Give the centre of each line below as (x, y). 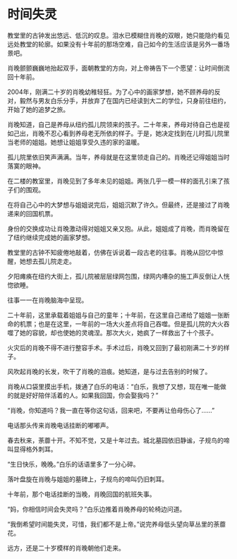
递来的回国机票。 (32, 213)
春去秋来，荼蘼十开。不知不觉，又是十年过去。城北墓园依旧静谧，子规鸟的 (115, 440)
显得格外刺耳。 (35, 449)
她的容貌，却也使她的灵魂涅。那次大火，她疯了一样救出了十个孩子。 (118, 332)
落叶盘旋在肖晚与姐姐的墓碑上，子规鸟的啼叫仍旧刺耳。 (87, 479)
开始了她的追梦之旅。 (38, 109)
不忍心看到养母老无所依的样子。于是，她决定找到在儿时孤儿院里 (137, 133)
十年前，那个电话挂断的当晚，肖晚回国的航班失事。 (81, 494)
